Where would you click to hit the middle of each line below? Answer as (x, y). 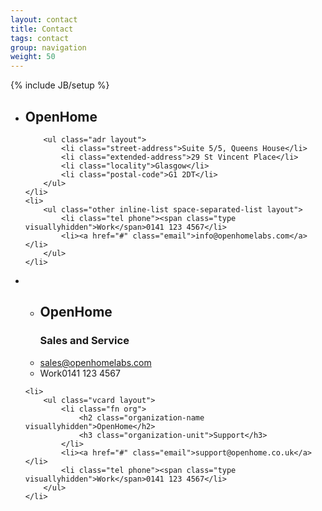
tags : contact (40, 38)
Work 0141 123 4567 (80, 373)
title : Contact (42, 29)
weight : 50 (33, 57)
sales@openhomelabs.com (95, 362)
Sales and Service (84, 341)
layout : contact (44, 19)
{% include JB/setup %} (60, 85)
